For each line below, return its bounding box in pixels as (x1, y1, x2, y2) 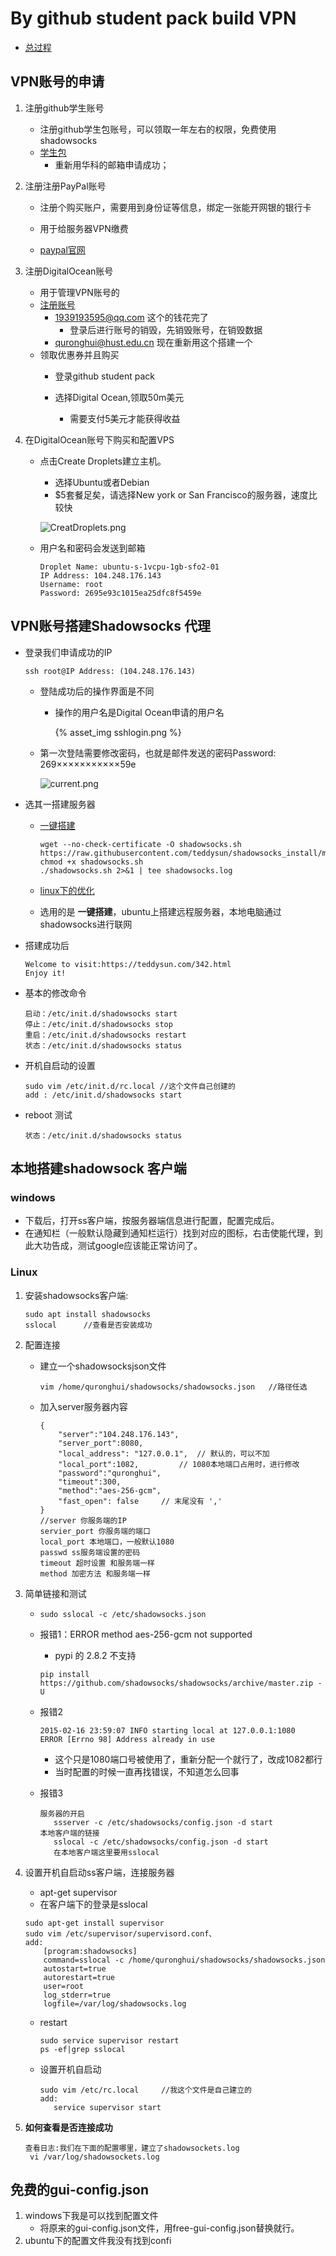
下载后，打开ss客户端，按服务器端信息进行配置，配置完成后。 (24, 1215, 280, 1227)
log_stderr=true (43, 1990, 111, 2000)
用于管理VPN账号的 (39, 286, 120, 298)
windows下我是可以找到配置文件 (24, 2210, 159, 2222)
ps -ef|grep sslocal (39, 2044, 126, 2054)
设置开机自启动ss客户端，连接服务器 (24, 1866, 175, 1878)
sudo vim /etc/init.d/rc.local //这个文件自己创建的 (24, 1081, 236, 1091)
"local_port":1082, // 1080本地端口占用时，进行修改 (58, 1459, 300, 1469)
